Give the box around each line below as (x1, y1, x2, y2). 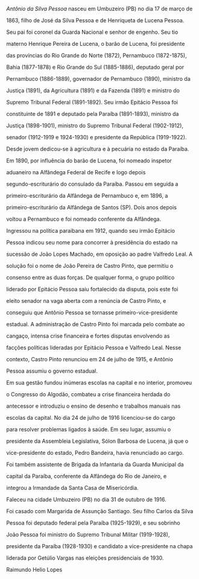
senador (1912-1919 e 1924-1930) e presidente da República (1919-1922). (6, 134, 187, 141)
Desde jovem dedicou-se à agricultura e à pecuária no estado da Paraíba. (6, 145, 189, 153)
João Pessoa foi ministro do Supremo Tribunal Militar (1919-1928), (6, 531, 170, 538)
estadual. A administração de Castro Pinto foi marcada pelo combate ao (6, 321, 185, 327)
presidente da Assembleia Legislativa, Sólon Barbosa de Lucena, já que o (6, 437, 189, 445)
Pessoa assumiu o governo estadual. (6, 367, 98, 375)
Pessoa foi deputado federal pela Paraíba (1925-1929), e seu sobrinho (6, 519, 180, 527)
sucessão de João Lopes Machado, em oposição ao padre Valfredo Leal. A (6, 250, 193, 258)
